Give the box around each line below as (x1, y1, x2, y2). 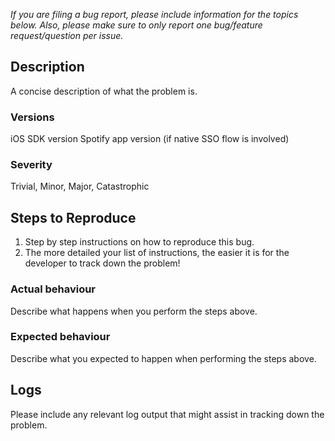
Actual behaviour (10, 282, 97, 296)
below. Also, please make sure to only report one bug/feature (10, 19, 263, 31)
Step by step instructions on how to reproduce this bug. (24, 236, 255, 248)
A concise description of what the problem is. (10, 85, 198, 97)
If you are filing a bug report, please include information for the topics (10, 9, 299, 20)
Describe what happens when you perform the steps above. (10, 305, 258, 317)
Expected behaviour (10, 330, 111, 344)
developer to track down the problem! (24, 257, 181, 269)
